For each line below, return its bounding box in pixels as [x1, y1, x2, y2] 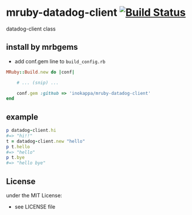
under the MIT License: [6, 192, 63, 199]
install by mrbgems [6, 42, 78, 52]
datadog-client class [6, 25, 56, 32]
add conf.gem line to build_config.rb [14, 57, 106, 64]
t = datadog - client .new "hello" [6, 138, 85, 144]
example [6, 112, 39, 122]
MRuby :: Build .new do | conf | [6, 69, 75, 75]
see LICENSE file [14, 203, 56, 210]
